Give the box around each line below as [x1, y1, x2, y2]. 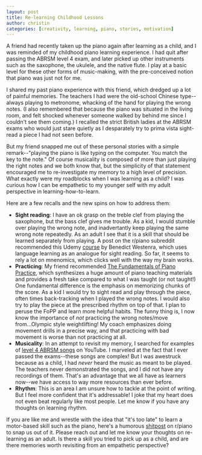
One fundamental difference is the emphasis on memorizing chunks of [14, 282, 191, 289]
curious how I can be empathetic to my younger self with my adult [6, 182, 171, 189]
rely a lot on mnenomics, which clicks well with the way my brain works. [14, 257, 194, 264]
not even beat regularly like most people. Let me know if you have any [14, 398, 189, 405]
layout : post [6, 8, 39, 15]
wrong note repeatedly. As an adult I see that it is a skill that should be [14, 231, 189, 238]
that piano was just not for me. [6, 74, 82, 82]
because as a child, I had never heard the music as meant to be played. [14, 359, 192, 367]
